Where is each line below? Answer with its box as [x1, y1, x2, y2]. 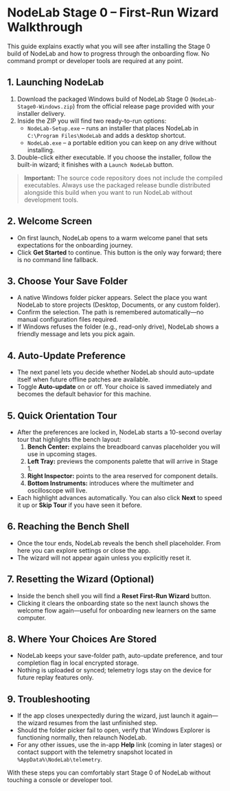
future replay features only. [16, 674, 94, 682]
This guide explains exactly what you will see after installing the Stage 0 [7, 42, 211, 50]
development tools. [23, 196, 79, 204]
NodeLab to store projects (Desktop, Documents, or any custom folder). [16, 300, 221, 309]
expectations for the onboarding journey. [16, 241, 133, 249]
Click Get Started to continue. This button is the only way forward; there [16, 248, 222, 257]
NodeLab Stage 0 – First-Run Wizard [7, 5, 219, 21]
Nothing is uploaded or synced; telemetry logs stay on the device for [16, 666, 211, 674]
